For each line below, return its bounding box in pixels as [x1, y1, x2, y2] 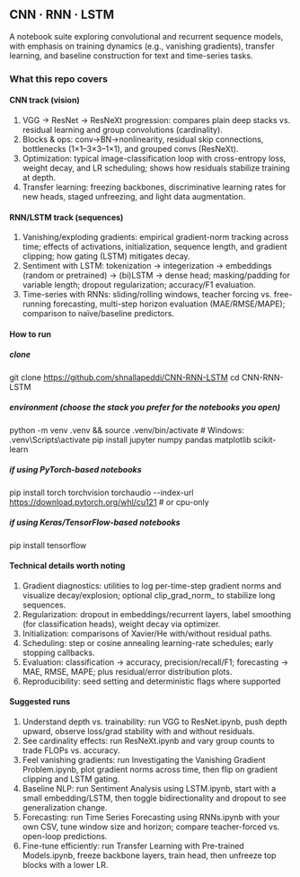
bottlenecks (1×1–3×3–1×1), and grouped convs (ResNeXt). [22, 143, 239, 154]
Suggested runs [9, 696, 71, 707]
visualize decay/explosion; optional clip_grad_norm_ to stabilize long [22, 589, 276, 600]
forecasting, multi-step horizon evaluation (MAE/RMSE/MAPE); [53, 298, 286, 309]
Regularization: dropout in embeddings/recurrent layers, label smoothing [22, 608, 292, 619]
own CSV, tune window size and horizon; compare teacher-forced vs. [22, 821, 280, 832]
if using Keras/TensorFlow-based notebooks [9, 517, 181, 528]
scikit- [252, 434, 277, 445]
